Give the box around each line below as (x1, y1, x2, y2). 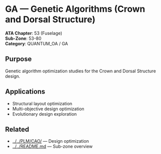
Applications (5, 88, 45, 96)
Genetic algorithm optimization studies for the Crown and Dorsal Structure (5, 68, 157, 74)
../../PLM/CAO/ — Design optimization (12, 138, 89, 144)
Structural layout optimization (12, 100, 73, 106)
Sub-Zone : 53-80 (5, 35, 42, 41)
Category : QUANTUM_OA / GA (5, 40, 68, 46)
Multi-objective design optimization (12, 106, 85, 112)
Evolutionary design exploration (12, 111, 77, 117)
